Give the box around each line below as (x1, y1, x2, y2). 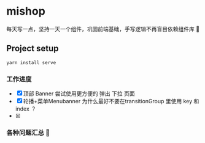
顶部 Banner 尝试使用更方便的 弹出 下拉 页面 (23, 90, 135, 97)
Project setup (6, 43, 60, 54)
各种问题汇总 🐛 (6, 128, 50, 137)
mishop (6, 4, 46, 18)
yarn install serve (6, 59, 56, 65)
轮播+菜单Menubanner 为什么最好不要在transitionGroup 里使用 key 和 (23, 98, 199, 105)
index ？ (15, 105, 37, 112)
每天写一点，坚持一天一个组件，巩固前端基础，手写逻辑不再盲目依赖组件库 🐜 (6, 25, 200, 32)
